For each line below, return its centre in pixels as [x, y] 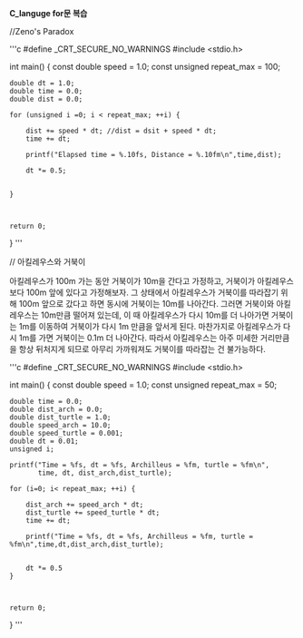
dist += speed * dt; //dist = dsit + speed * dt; [122, 131]
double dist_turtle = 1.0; [60, 417]
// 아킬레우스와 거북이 [48, 262]
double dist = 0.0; [46, 99]
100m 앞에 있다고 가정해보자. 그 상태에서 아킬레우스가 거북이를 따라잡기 [152, 292]
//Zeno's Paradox [42, 31]
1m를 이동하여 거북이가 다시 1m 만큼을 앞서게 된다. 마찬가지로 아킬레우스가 [150, 326]
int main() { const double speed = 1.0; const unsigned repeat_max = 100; [145, 67]
